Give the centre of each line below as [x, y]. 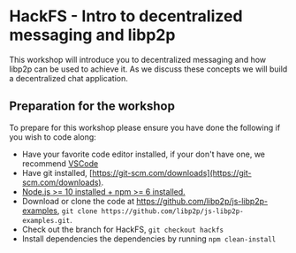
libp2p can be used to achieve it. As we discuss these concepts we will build [148, 69]
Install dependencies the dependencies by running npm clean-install [149, 238]
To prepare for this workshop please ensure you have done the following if [145, 127]
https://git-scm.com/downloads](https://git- [172, 172]
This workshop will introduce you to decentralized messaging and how [138, 59]
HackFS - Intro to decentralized [126, 16]
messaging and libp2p [92, 35]
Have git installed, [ [57, 172]
